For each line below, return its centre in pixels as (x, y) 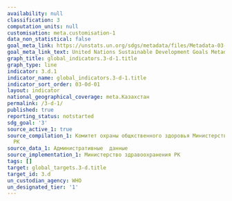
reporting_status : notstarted (51, 116)
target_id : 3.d (29, 174)
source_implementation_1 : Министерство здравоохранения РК (94, 155)
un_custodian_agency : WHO (44, 180)
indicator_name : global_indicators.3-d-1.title (77, 78)
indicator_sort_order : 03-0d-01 (54, 84)
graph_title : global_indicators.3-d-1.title (72, 59)
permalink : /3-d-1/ (35, 104)
